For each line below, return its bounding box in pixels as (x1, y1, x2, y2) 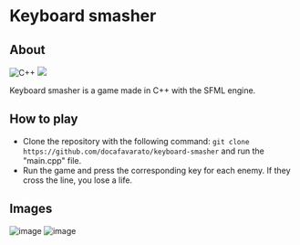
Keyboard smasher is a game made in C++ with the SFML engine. (9, 85, 256, 96)
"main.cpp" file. (22, 154, 82, 165)
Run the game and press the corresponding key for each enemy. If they (22, 165, 291, 176)
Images (9, 201, 53, 217)
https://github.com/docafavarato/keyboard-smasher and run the (22, 145, 264, 156)
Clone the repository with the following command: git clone (22, 135, 250, 146)
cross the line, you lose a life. (22, 175, 133, 186)
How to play (9, 112, 78, 127)
